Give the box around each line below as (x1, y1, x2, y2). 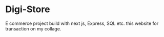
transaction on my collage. (5, 25, 61, 31)
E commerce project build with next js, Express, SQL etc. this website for (5, 20, 159, 26)
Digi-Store (5, 4, 50, 15)
